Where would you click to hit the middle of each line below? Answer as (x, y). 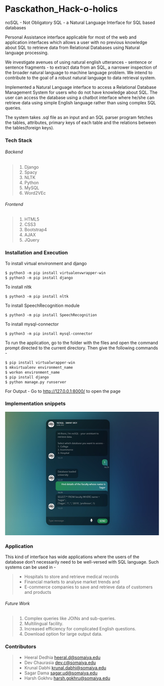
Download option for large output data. (63, 634)
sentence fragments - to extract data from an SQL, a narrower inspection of (81, 67)
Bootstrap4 (36, 230)
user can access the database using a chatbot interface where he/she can (80, 97)
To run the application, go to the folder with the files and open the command (82, 343)
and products (38, 592)
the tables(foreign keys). (30, 127)
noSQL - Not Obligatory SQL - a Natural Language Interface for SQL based (80, 22)
